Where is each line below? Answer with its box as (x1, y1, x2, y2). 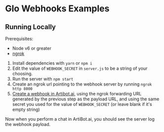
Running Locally (5, 23, 56, 31)
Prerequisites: (5, 36, 34, 42)
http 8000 (12, 87, 33, 91)
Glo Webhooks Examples (5, 3, 110, 14)
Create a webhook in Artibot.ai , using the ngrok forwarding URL (12, 91, 142, 96)
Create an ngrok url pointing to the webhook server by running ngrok (12, 81, 152, 87)
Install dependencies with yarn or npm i (12, 60, 92, 66)
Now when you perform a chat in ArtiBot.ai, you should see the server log (5, 116, 155, 122)
